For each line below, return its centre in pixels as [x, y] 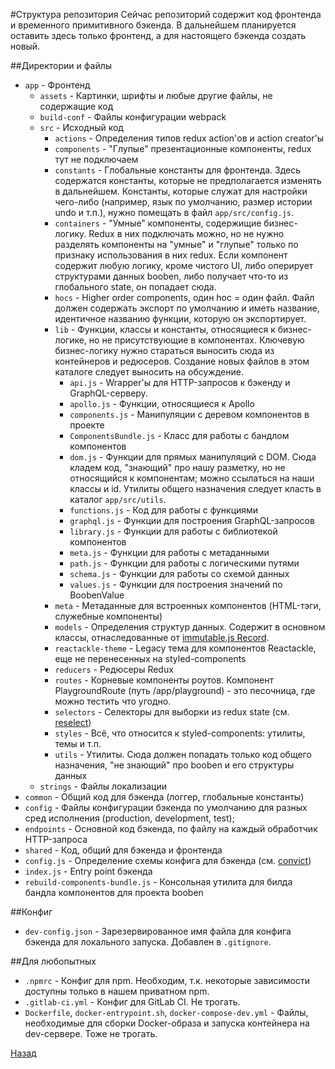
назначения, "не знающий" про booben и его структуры [174, 765]
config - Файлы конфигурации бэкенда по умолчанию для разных [166, 807]
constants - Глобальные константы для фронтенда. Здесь [178, 170]
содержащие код [76, 106]
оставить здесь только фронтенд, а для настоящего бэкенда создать [158, 35]
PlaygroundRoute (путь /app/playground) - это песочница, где [185, 690]
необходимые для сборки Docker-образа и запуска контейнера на [167, 1023]
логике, [70, 340]
